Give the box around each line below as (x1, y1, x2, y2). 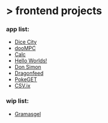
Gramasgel (14, 110, 41, 117)
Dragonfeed (14, 69, 44, 77)
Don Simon (14, 64, 41, 71)
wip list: (6, 97, 29, 105)
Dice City (14, 38, 37, 45)
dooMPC (14, 45, 36, 52)
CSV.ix (14, 82, 31, 89)
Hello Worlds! (14, 57, 47, 64)
